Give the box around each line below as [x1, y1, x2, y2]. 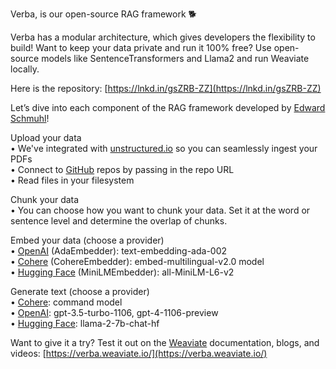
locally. [10, 63, 40, 75]
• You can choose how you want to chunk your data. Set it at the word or [10, 204, 311, 216]
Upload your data [10, 132, 82, 143]
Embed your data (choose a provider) [10, 234, 165, 246]
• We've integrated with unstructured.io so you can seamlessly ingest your [10, 143, 318, 154]
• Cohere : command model [10, 296, 123, 308]
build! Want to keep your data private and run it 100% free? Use [10, 42, 272, 53]
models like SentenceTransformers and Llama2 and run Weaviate [41, 53, 310, 64]
